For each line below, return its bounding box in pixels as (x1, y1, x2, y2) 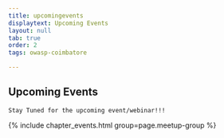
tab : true (8, 34, 41, 42)
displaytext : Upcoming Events (8, 19, 109, 27)
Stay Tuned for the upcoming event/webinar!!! (8, 106, 166, 114)
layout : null (8, 26, 52, 34)
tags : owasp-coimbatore (8, 49, 88, 57)
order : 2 (8, 41, 37, 49)
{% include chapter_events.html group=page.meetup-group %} (8, 120, 217, 130)
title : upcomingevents (8, 11, 84, 20)
